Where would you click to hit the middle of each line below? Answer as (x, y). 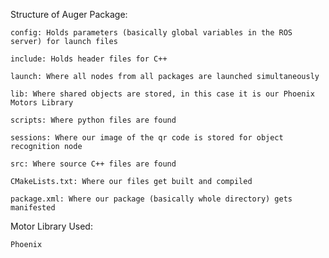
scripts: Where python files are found (93, 120)
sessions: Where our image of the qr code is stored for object (147, 138)
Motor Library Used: (51, 226)
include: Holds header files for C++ (89, 59)
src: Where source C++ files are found (93, 164)
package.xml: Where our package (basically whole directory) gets (151, 199)
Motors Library (42, 103)
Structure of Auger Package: (69, 14)
